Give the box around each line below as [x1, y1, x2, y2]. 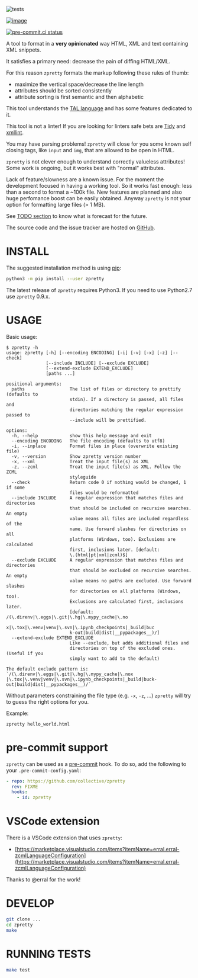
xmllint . [6, 129, 24, 136]
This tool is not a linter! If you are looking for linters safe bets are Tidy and [6, 123, 186, 130]
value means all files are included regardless [69, 515, 189, 521]
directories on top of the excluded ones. [69, 645, 176, 651]
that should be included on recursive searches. [69, 505, 192, 511]
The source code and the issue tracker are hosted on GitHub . [6, 224, 155, 231]
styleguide [69, 474, 96, 480]
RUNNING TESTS [6, 947, 92, 961]
